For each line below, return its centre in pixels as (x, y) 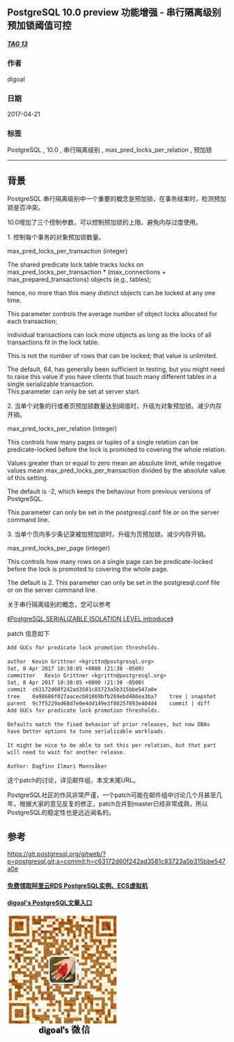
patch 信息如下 (29, 634)
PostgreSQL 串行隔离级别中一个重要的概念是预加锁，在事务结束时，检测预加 (117, 199)
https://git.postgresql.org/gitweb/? (57, 854)
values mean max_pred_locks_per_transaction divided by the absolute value (116, 470)
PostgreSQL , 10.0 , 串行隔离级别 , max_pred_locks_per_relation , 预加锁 (110, 150)
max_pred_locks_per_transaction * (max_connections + (87, 272)
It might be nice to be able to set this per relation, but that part (112, 745)
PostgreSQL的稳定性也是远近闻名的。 (61, 812)
